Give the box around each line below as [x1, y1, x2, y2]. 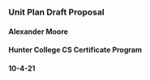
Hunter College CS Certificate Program [8, 45, 142, 55]
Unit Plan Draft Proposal [8, 6, 105, 18]
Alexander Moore [8, 27, 69, 36]
